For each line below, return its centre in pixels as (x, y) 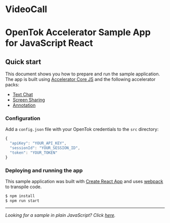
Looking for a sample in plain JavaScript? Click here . (60, 215)
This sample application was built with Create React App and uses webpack (84, 182)
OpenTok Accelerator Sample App (78, 33)
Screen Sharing (29, 100)
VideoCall (26, 9)
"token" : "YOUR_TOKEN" (34, 153)
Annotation (24, 105)
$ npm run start (22, 201)
